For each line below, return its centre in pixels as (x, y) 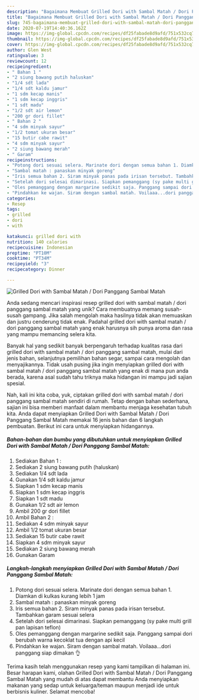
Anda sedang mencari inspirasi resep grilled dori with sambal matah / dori (97, 302)
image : (15, 34)
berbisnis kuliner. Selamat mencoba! (51, 691)
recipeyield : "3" (28, 264)
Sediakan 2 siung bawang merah (55, 548)
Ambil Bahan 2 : (34, 517)
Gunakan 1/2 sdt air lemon (47, 504)
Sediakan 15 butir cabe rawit (50, 536)
